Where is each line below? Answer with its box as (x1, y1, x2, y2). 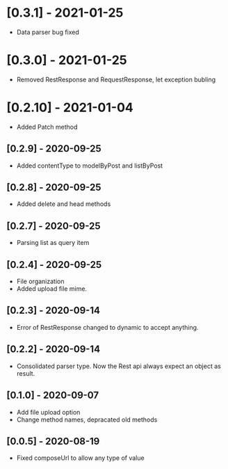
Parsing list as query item (16, 239, 90, 247)
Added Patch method (16, 122, 78, 131)
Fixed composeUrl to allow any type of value (16, 454, 145, 462)
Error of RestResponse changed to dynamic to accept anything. (16, 323, 199, 331)
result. (16, 369, 35, 377)
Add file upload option (16, 408, 81, 416)
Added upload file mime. (16, 285, 88, 293)
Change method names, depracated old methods (16, 415, 158, 424)
